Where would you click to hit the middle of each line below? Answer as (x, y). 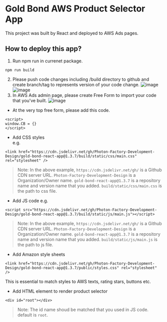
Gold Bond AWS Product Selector (75, 9)
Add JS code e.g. (30, 201)
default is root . (33, 315)
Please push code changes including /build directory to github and (81, 79)
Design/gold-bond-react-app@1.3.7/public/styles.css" (62, 268)
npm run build (20, 70)
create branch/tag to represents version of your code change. (76, 84)
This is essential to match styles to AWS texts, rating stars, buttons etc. (78, 281)
